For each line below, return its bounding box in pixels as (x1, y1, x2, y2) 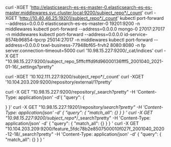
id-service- (124, 32, 148, 37)
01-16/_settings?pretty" (5, 64, 54, 70)
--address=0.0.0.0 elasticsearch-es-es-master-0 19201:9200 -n (5, 20, 140, 26)
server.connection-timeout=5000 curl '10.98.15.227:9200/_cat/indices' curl (5, 48, 163, 53)
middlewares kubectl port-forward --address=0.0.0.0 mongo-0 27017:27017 (5, 26, 165, 32)
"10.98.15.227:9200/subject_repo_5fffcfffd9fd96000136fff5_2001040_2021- (5, 58, 164, 64)
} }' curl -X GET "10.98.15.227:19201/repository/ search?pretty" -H (5, 104, 142, 110)
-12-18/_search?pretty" (5, 131, 54, 137)
